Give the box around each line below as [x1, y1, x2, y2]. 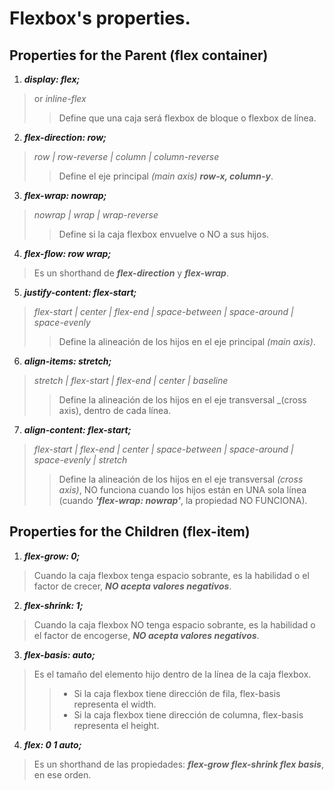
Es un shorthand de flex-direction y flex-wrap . [33, 267, 229, 279]
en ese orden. [33, 768, 92, 781]
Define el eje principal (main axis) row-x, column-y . [58, 170, 274, 182]
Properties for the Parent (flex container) [9, 47, 269, 64]
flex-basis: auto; [23, 648, 96, 661]
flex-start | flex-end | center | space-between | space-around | [33, 443, 294, 455]
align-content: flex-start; [23, 424, 132, 436]
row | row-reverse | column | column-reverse [33, 151, 220, 162]
